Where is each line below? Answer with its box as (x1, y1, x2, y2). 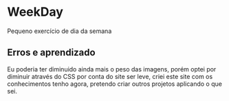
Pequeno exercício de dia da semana (7, 27, 112, 35)
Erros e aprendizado (7, 47, 96, 58)
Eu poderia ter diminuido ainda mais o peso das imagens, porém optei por (7, 65, 217, 73)
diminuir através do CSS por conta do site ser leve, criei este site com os (7, 72, 213, 80)
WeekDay (7, 4, 64, 20)
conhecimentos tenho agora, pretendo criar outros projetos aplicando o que (7, 80, 222, 88)
